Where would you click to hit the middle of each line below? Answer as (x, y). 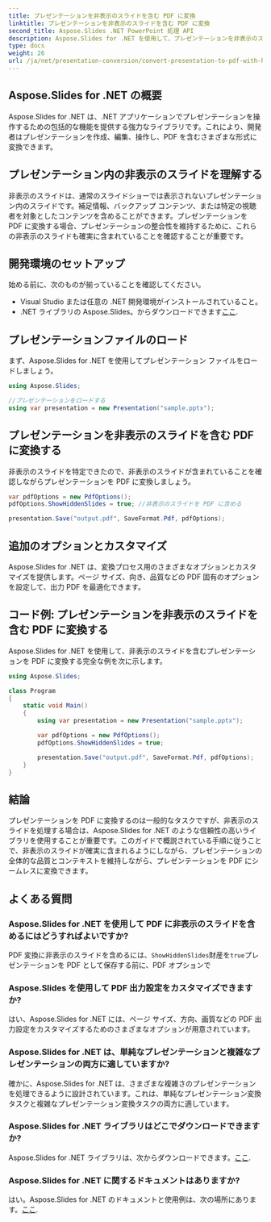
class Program (32, 690)
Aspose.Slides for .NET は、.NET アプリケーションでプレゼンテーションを (131, 116)
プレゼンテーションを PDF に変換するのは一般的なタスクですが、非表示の (130, 820)
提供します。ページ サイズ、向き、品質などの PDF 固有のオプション (148, 577)
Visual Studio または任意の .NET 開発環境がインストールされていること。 (141, 302)
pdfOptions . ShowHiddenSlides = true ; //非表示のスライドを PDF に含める (125, 504)
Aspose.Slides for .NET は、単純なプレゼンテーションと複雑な (130, 1052)
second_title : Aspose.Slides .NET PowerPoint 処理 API (101, 31)
